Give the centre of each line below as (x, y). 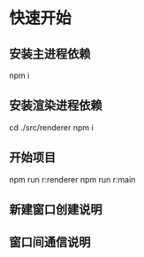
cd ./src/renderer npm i (52, 127)
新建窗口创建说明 (56, 210)
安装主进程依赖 (50, 54)
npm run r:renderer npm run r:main (72, 179)
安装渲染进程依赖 (56, 106)
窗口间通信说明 (50, 242)
